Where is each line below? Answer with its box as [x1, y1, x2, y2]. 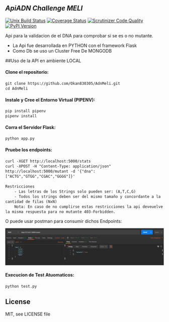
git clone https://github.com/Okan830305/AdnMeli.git [5, 81, 121, 86]
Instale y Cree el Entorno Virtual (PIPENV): [5, 97, 96, 103]
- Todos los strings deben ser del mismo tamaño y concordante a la [14, 194, 161, 199]
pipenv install [5, 114, 37, 119]
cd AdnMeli [5, 86, 28, 91]
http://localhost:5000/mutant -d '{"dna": [5, 169, 96, 174]
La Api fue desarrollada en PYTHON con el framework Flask [12, 42, 137, 49]
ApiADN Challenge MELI [5, 4, 83, 13]
